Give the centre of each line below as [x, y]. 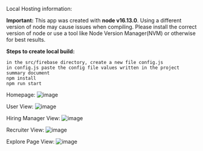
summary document [28, 73]
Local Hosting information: [39, 9]
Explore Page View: [31, 142]
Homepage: [21, 95]
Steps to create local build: [40, 51]
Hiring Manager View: [33, 118]
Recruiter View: [25, 130]
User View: [20, 106]
